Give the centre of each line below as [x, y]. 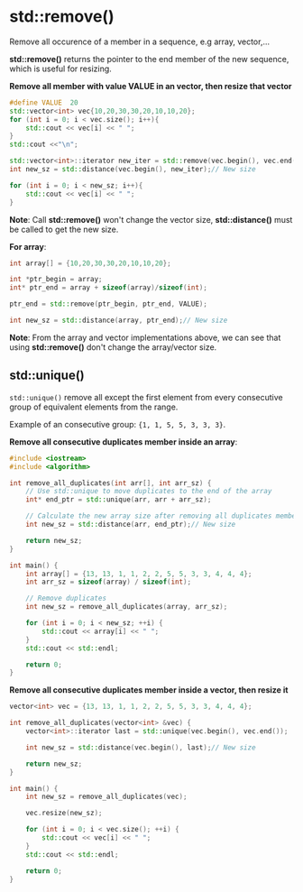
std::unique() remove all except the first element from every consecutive [146, 397]
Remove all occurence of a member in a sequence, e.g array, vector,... [140, 41]
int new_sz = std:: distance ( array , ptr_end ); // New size [119, 321]
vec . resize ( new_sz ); [64, 814]
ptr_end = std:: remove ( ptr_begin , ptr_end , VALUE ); [108, 304]
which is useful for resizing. [61, 69]
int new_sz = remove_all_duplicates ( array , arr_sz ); [127, 607]
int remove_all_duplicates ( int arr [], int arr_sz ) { [110, 483]
